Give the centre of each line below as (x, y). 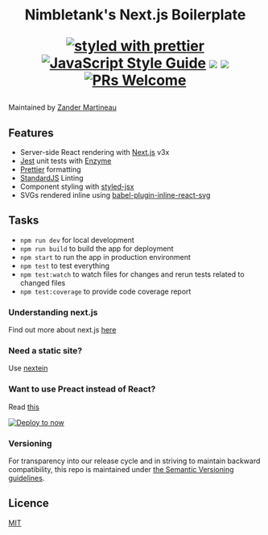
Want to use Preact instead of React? (82, 389)
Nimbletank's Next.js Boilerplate (135, 15)
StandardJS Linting (52, 178)
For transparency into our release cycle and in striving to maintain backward (134, 461)
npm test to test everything (65, 265)
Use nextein (28, 368)
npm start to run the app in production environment (105, 257)
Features (31, 133)
